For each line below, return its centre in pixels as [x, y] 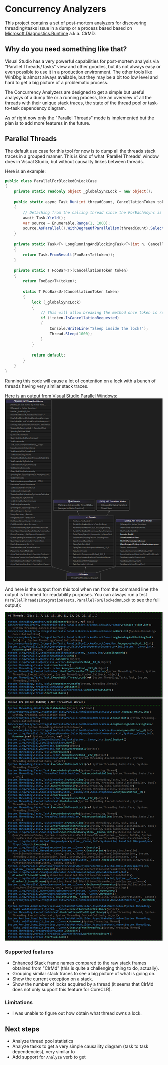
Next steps [22, 1029]
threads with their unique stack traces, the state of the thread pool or [76, 103]
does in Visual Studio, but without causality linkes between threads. [75, 161]
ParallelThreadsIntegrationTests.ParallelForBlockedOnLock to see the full [82, 600]
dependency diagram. [43, 108]
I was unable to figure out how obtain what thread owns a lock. [77, 1013]
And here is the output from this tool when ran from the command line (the [82, 589]
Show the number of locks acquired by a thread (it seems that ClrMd [83, 984]
